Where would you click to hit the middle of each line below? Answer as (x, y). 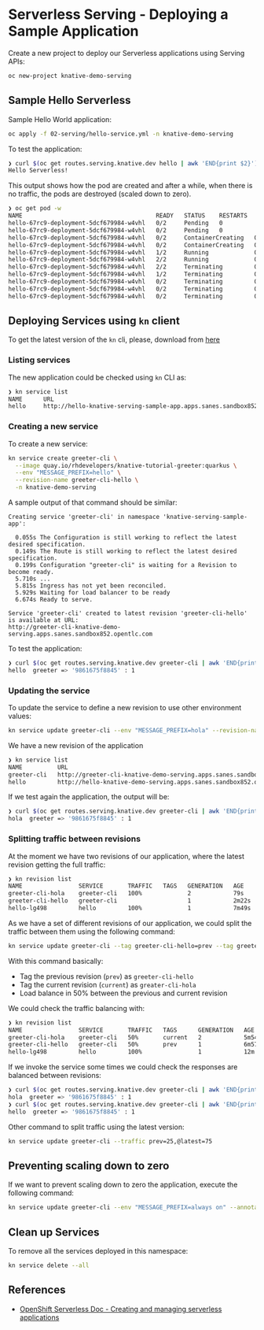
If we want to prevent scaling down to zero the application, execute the (123, 1185)
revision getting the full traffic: (57, 865)
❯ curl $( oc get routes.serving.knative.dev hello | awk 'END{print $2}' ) (133, 163)
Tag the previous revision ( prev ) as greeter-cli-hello (106, 976)
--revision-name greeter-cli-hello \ (77, 480)
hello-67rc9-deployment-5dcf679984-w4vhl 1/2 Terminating (115, 274)
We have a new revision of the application (76, 745)
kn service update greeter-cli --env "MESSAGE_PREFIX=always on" (117, 1208)
